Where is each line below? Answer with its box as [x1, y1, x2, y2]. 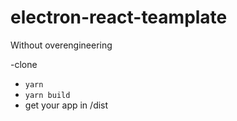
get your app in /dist [24, 99, 109, 111]
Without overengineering [10, 39, 113, 51]
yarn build [24, 90, 71, 100]
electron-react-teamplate [10, 6, 228, 29]
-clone [10, 58, 38, 70]
